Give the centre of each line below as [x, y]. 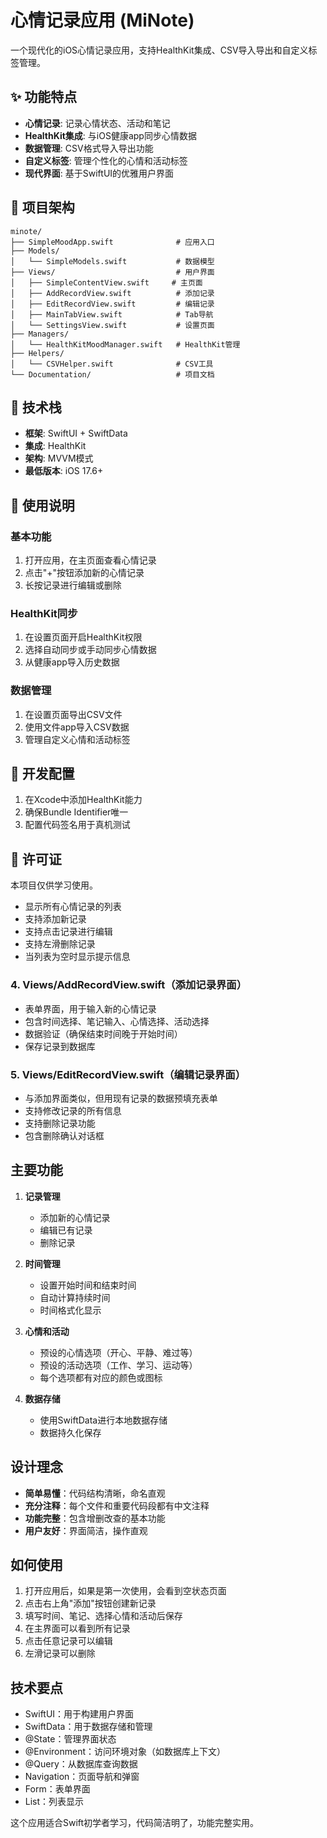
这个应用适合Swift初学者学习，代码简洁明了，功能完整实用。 [135, 1823]
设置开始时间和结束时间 [88, 1285]
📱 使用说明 [42, 505]
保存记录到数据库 [60, 1046]
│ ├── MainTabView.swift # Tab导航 [112, 314]
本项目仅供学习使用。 [54, 885]
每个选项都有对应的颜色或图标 [101, 1377]
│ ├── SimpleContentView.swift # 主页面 [106, 282]
